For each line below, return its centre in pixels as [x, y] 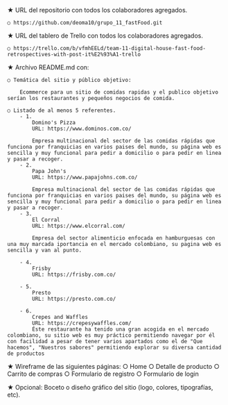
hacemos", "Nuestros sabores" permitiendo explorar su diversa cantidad [114, 347]
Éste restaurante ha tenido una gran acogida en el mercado [121, 329]
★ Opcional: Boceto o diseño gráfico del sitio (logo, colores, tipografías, [110, 387]
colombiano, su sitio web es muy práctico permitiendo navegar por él [111, 336]
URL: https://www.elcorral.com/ [79, 226]
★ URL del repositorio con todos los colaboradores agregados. [97, 10]
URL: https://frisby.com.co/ [74, 274]
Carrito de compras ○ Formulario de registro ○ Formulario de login [103, 374]
